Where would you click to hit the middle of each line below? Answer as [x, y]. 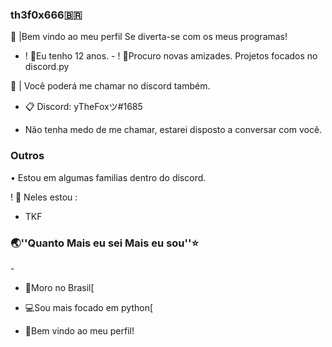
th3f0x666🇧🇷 [46, 15]
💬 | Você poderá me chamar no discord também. [110, 86]
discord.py [47, 67]
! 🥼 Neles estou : [44, 197]
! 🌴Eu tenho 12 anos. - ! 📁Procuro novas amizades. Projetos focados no [171, 56]
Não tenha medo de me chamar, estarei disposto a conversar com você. [173, 130]
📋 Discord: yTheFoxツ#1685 [83, 107]
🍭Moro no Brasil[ [59, 287]
